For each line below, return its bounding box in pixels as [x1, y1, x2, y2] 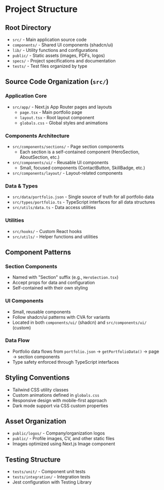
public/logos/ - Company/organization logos [12, 430, 105, 436]
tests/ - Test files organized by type [12, 63, 87, 69]
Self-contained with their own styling [12, 285, 88, 291]
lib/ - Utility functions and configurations [12, 47, 98, 53]
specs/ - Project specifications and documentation [12, 58, 116, 63]
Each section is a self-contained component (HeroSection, [19, 149, 140, 155]
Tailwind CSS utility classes [12, 387, 69, 393]
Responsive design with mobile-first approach [12, 397, 107, 403]
